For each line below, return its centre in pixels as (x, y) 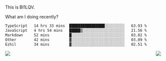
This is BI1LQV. (20, 7)
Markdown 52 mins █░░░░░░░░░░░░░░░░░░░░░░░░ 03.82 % (76, 35)
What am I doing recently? (32, 17)
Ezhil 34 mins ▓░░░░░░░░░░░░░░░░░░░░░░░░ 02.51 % (76, 44)
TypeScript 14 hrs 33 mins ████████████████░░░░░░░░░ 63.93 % (76, 26)
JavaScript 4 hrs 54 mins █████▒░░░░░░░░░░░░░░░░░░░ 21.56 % (76, 30)
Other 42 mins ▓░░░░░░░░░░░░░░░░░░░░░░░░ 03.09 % (76, 40)
